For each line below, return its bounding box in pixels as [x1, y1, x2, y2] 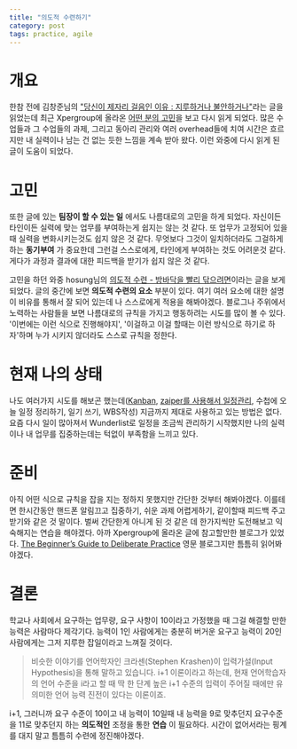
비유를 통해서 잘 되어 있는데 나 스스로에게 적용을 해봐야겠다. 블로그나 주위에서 [18, 296, 286, 307]
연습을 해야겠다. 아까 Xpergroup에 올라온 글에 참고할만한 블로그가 [39, 527, 269, 538]
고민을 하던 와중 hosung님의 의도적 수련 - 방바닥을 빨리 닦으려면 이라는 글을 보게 [9, 274, 286, 285]
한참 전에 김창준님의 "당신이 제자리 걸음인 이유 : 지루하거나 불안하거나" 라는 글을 [9, 101, 284, 112]
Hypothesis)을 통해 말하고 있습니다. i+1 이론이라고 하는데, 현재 [30, 667, 248, 678]
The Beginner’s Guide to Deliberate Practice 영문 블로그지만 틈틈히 [20, 539, 259, 549]
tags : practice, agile [9, 29, 93, 38]
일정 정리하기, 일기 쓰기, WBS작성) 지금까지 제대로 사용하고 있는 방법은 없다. [18, 406, 282, 417]
